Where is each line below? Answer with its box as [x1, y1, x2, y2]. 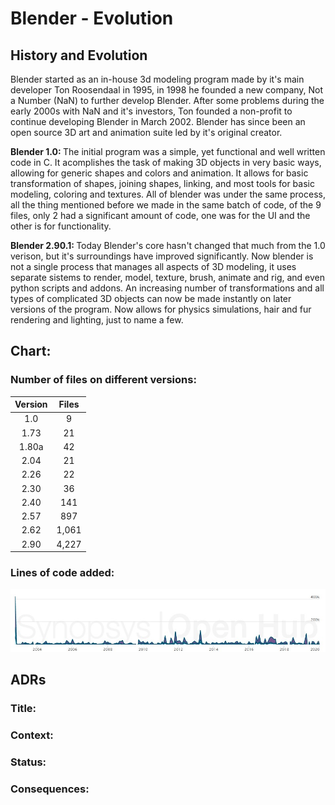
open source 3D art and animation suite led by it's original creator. [10, 127, 283, 138]
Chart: [10, 343, 52, 360]
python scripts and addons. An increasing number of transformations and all [10, 282, 325, 294]
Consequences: [10, 782, 90, 796]
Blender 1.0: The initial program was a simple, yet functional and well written [10, 146, 326, 157]
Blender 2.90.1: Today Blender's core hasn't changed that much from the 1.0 [10, 240, 326, 251]
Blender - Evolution [10, 7, 174, 30]
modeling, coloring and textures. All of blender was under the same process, [10, 188, 326, 200]
